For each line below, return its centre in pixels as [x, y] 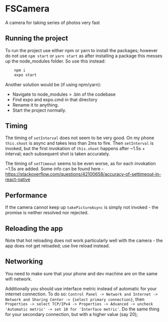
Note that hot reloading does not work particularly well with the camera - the [84, 240]
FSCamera [27, 9]
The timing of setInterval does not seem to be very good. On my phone [80, 138]
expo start [25, 75]
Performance [26, 195]
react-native [18, 180]
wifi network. [19, 279]
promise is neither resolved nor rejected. [47, 213]
